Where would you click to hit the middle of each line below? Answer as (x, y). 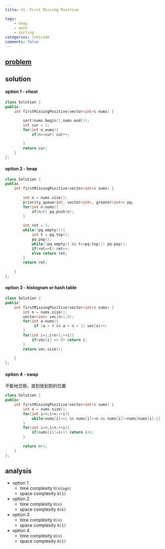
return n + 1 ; (35, 446)
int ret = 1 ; (36, 225)
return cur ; (35, 148)
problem (18, 62)
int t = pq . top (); (51, 235)
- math (21, 28)
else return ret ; (50, 253)
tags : (11, 19)
